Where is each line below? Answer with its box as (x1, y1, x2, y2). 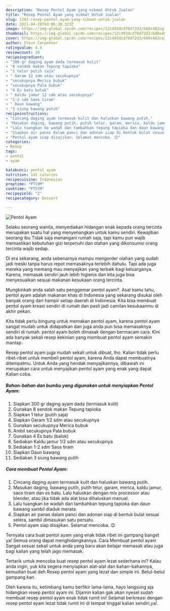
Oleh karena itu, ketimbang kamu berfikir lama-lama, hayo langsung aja (6, 584, 154, 590)
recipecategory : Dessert (6, 196, 58, 201)
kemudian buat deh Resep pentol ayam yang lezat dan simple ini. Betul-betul (6, 568, 165, 574)
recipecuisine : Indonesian (6, 177, 63, 182)
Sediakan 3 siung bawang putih (13, 454, 79, 460)
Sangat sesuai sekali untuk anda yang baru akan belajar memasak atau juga (6, 543, 163, 549)
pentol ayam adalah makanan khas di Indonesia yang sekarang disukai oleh (6, 292, 162, 298)
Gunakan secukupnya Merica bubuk (13, 422, 89, 428)
